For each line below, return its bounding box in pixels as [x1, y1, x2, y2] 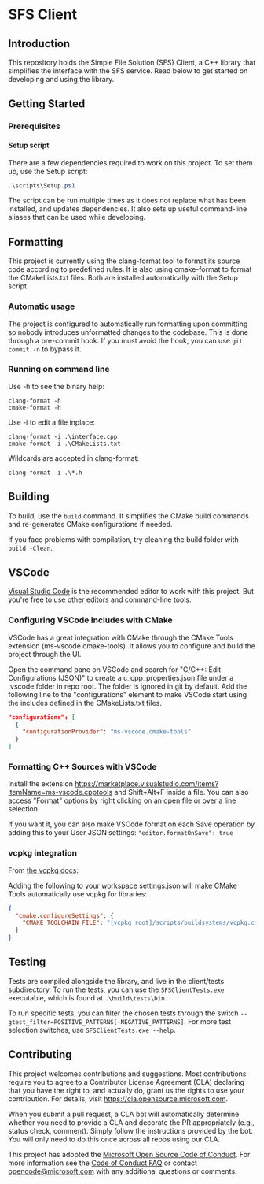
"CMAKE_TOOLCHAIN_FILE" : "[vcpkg [22, 919, 132, 927]
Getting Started [8, 97, 86, 111]
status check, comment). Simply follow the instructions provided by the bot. [8, 1126, 254, 1135]
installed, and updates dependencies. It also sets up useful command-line [8, 204, 247, 213]
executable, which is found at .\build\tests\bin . [8, 993, 167, 1002]
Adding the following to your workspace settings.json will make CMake [8, 881, 237, 890]
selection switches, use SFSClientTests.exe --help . [8, 1025, 176, 1034]
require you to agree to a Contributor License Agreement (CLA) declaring [8, 1077, 245, 1086]
